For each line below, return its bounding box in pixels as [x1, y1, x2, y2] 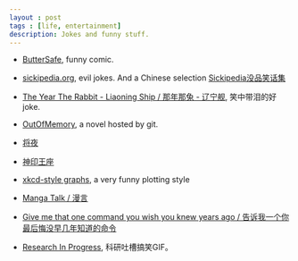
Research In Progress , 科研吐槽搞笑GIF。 [21, 242, 173, 253]
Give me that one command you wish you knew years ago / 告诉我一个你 [21, 212, 290, 223]
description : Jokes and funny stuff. [9, 29, 150, 38]
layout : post [9, 13, 62, 22]
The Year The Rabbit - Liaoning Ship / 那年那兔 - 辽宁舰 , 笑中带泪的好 [21, 91, 277, 103]
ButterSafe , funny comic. [21, 55, 114, 65]
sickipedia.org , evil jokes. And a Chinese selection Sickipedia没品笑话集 [21, 72, 286, 83]
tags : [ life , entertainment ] [9, 21, 122, 30]
